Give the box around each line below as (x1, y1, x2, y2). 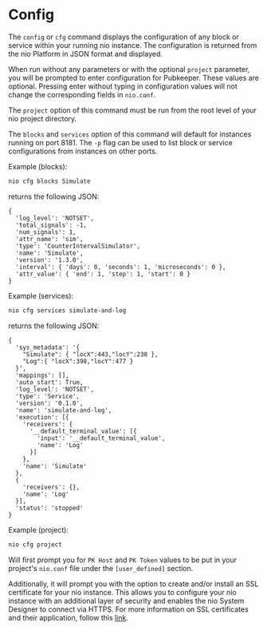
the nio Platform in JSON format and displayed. (8, 49, 163, 58)
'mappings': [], (15, 371, 69, 379)
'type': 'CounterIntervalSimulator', (15, 242, 141, 250)
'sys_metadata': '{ (15, 343, 80, 351)
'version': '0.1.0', (15, 399, 84, 407)
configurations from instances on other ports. (8, 146, 158, 156)
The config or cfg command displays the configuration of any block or (8, 32, 239, 42)
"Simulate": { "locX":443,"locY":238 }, (22, 350, 159, 359)
